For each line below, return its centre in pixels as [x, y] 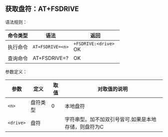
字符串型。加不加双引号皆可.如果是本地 [110, 119]
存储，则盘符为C [84, 126]
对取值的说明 [112, 89]
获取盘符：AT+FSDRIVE [42, 9]
